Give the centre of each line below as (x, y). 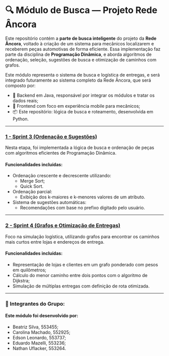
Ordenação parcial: (32, 192)
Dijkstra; (21, 280)
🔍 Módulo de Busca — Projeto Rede (81, 10)
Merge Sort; (32, 181)
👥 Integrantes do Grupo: (35, 304)
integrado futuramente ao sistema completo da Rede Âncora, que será (78, 80)
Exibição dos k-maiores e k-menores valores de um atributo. (82, 197)
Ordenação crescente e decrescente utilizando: (62, 176)
